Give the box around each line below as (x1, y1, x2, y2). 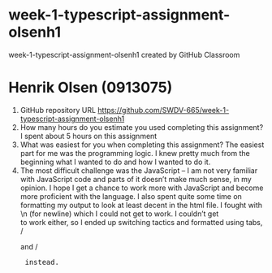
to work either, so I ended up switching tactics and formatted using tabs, (19, 217, 263, 227)
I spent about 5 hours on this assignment (19, 131, 158, 141)
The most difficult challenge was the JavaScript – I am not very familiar (19, 165, 258, 175)
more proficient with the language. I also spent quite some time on (19, 191, 242, 201)
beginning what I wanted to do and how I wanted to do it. (19, 157, 211, 167)
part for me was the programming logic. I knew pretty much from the (19, 148, 250, 158)
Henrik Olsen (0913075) (8, 79, 173, 97)
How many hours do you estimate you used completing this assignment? (19, 122, 264, 132)
